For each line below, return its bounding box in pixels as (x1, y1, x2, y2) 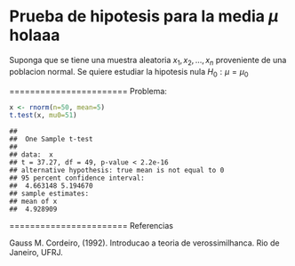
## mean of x (9, 197, 58, 206)
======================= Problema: (9, 85, 167, 96)
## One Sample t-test (9, 135, 93, 144)
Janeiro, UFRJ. (9, 247, 64, 258)
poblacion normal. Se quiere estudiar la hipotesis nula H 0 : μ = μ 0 (9, 66, 249, 79)
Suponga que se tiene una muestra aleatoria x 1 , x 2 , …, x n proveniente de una (9, 54, 287, 68)
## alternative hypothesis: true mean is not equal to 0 (9, 166, 225, 175)
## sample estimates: (9, 189, 90, 198)
